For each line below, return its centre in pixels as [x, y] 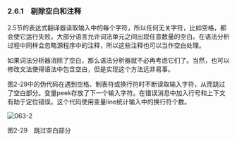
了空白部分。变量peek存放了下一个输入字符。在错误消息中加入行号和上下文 [116, 93]
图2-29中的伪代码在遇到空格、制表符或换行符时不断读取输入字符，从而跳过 [116, 84]
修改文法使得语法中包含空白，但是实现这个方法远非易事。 [91, 69]
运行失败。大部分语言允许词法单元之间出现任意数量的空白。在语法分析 [128, 37]
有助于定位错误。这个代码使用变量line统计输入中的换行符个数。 [99, 102]
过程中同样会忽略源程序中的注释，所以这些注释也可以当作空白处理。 [106, 45]
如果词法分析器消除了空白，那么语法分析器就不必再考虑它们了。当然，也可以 [119, 61]
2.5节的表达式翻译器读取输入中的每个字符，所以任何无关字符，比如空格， [114, 28]
